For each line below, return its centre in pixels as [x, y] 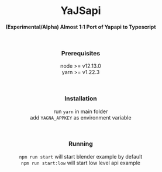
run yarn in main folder [81, 111]
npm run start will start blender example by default [81, 156]
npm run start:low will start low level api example [81, 163]
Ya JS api [81, 11]
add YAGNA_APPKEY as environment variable [81, 117]
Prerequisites [81, 53]
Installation [81, 99]
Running [81, 144]
